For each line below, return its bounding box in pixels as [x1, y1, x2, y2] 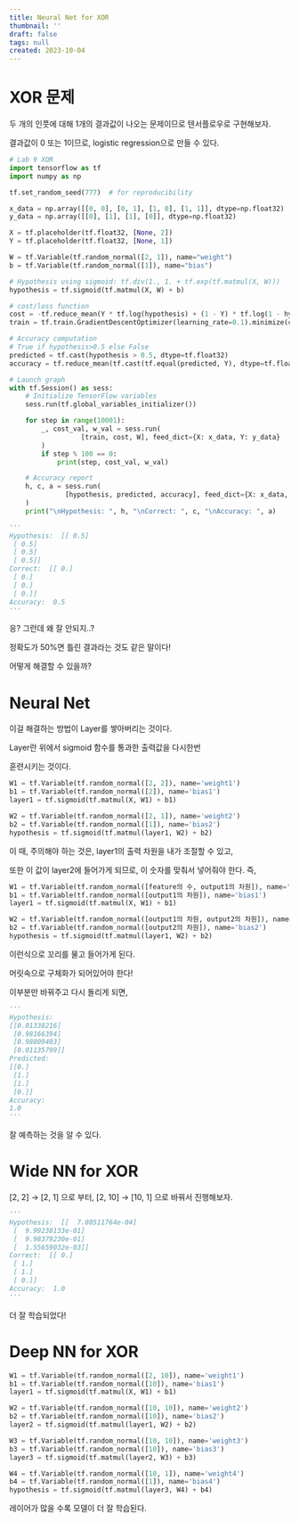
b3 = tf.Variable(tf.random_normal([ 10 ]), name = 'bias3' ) [9, 1444, 225, 1453]
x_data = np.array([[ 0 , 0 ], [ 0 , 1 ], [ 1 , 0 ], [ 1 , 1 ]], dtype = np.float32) [9, 204, 285, 213]
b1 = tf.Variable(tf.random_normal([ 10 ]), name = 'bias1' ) [9, 1379, 225, 1388]
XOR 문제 [9, 87, 76, 108]
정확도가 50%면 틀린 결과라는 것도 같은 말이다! [9, 642, 172, 653]
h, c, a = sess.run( [25, 482, 101, 491]
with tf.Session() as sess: [9, 383, 114, 392]
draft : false [9, 29, 58, 38]
